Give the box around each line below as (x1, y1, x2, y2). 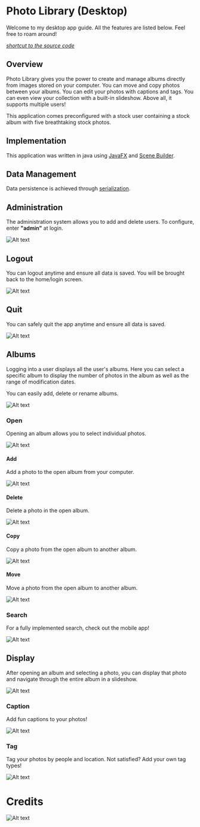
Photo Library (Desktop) (6, 4, 128, 18)
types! (6, 762, 22, 770)
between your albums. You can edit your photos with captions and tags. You (6, 88, 194, 95)
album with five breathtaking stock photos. (6, 118, 112, 126)
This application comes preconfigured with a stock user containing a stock (6, 112, 190, 119)
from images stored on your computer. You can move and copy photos (6, 81, 180, 89)
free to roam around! (6, 30, 57, 37)
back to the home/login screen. (6, 276, 84, 282)
